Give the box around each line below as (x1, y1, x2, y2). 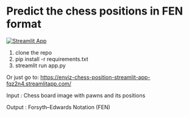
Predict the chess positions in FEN (6, 4, 184, 18)
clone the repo (15, 48, 52, 56)
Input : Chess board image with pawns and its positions (6, 92, 146, 99)
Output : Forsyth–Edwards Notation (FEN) (6, 103, 111, 110)
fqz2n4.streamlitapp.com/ (6, 80, 72, 87)
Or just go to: (6, 73, 40, 81)
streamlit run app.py (15, 62, 66, 69)
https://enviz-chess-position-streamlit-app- (40, 73, 151, 81)
